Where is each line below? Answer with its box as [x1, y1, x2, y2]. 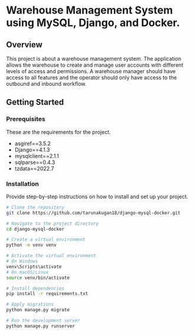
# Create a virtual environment [6, 237, 86, 242]
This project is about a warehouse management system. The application [6, 55, 182, 62]
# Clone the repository [6, 204, 65, 210]
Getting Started [6, 97, 64, 107]
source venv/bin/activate [6, 275, 70, 281]
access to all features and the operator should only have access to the [6, 74, 177, 81]
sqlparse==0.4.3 [14, 159, 55, 166]
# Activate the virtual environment [6, 253, 96, 259]
